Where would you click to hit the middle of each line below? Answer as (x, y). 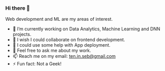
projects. (22, 34)
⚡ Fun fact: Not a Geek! (37, 64)
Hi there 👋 (18, 8)
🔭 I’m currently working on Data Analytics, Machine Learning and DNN (86, 29)
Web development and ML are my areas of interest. (59, 19)
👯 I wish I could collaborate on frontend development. (69, 40)
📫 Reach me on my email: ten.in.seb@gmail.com (64, 56)
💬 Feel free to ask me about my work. (52, 51)
